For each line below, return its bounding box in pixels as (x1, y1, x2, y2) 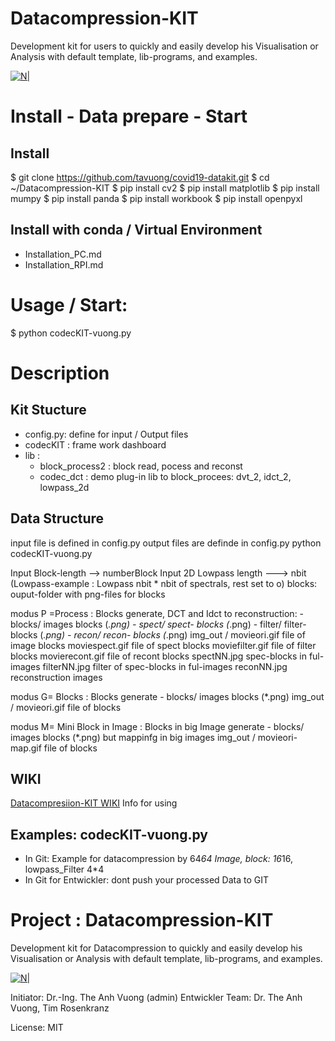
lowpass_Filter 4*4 (24, 863, 105, 876)
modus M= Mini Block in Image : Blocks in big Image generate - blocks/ (10, 720, 305, 732)
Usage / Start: (10, 293, 128, 316)
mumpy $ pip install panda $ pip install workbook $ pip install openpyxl (10, 192, 303, 204)
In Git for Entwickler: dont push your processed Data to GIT (24, 874, 270, 886)
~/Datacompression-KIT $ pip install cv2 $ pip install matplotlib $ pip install (10, 182, 320, 194)
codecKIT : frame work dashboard (24, 438, 167, 451)
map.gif (10, 742, 42, 754)
